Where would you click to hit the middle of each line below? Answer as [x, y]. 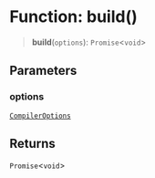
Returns [33, 144]
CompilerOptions [40, 116]
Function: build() [74, 17]
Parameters [43, 71]
